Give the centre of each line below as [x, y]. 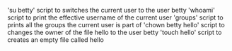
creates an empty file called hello [56, 40]
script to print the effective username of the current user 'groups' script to [116, 17]
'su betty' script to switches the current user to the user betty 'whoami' [111, 10]
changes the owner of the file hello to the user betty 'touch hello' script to [115, 32]
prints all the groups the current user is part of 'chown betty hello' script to [116, 25]
